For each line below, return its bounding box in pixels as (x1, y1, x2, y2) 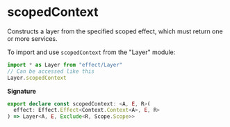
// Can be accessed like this (7, 67, 95, 75)
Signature (7, 87, 37, 95)
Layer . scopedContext (7, 74, 67, 81)
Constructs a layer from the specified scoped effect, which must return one (7, 27, 224, 35)
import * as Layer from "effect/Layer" (7, 61, 123, 68)
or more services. (7, 34, 58, 42)
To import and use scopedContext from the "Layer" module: (7, 48, 176, 56)
